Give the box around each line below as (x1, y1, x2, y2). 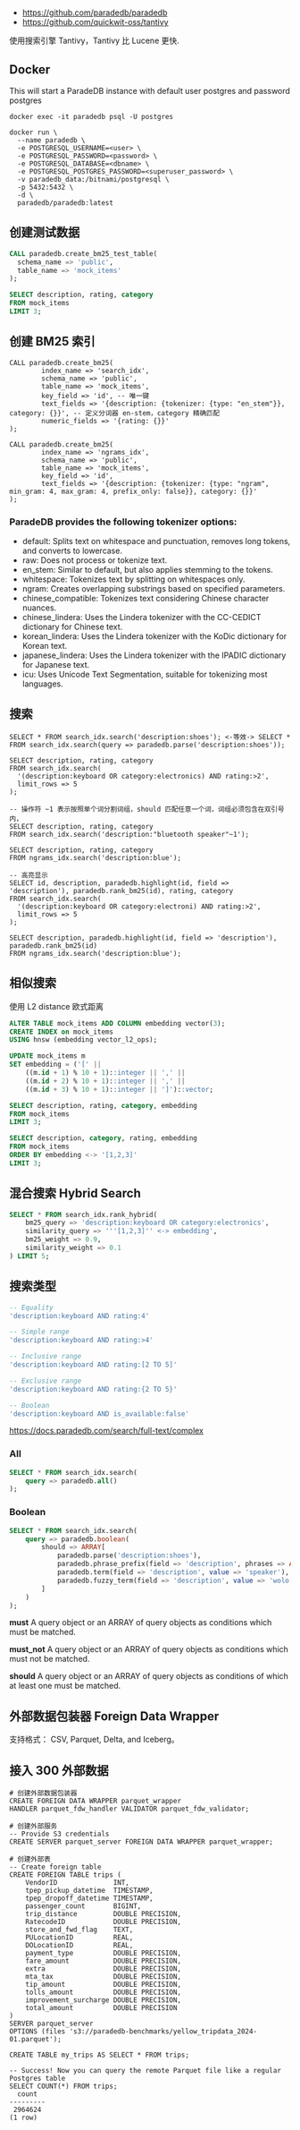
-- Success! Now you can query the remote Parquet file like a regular (9, 2066, 281, 2075)
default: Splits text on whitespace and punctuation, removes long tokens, (21, 536, 291, 547)
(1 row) (9, 2113, 38, 2123)
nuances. (21, 602, 57, 613)
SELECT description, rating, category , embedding (9, 1101, 198, 1110)
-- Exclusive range (9, 1376, 82, 1385)
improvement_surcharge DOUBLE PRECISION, (25, 1996, 181, 2005)
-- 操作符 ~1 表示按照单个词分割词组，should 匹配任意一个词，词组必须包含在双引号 (9, 805, 285, 814)
